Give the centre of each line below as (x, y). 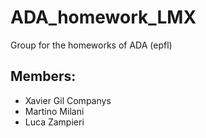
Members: (43, 76)
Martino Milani (54, 111)
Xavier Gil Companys (68, 100)
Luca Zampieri (54, 122)
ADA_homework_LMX (103, 17)
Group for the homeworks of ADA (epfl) (91, 45)
